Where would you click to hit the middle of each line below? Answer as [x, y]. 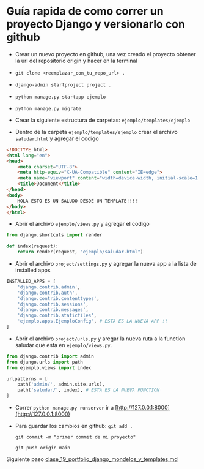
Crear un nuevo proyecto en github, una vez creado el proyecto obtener [106, 54]
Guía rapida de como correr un [85, 11]
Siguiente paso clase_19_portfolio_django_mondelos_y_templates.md [92, 459]
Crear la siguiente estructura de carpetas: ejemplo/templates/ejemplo [103, 120]
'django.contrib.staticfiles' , [57, 316]
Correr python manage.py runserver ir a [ [66, 408]
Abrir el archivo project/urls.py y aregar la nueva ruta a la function [100, 339]
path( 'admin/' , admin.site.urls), [61, 385]
